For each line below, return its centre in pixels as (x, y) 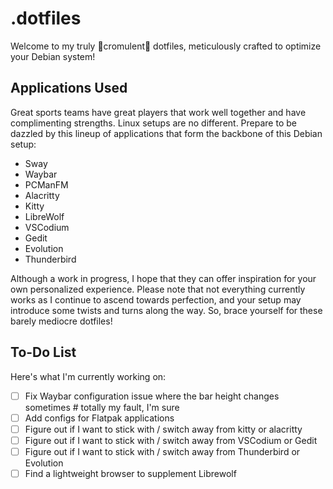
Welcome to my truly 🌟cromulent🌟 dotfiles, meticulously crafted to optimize (166, 46)
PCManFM (46, 184)
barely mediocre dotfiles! (61, 321)
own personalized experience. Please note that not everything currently (158, 289)
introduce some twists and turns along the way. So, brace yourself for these (166, 310)
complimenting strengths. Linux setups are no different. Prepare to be (153, 123)
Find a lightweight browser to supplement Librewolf (130, 473)
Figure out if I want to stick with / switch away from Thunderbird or (162, 451)
